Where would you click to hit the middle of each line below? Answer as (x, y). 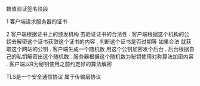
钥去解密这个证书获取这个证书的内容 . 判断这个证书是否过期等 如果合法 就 (96, 42)
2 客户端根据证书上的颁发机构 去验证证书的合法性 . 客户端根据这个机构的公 (98, 34)
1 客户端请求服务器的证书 (37, 21)
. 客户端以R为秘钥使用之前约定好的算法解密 (59, 64)
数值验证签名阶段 (27, 9)
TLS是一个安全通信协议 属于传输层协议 (54, 77)
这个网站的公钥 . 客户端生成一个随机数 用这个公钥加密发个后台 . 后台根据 (100, 49)
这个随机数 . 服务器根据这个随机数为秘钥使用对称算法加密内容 (118, 56)
